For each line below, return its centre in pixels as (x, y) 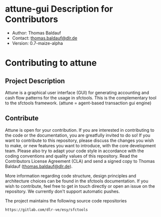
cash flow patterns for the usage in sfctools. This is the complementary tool (81, 98)
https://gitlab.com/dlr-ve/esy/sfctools (47, 210)
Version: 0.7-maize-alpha (37, 43)
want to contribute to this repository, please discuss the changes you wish (80, 140)
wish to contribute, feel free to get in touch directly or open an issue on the (80, 186)
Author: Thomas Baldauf (36, 33)
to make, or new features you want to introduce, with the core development (80, 145)
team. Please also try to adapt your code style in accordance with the (75, 151)
